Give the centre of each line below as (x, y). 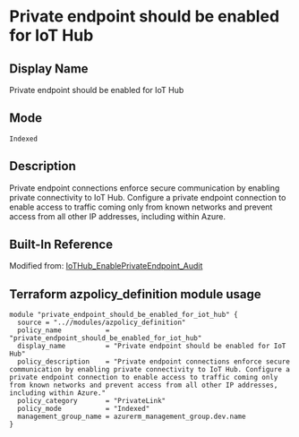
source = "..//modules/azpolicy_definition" (102, 323)
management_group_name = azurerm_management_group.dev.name (132, 417)
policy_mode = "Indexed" (84, 409)
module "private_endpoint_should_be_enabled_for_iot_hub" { (124, 315)
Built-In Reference (61, 245)
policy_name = (64, 330)
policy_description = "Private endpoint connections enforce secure (154, 362)
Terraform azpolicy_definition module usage (135, 294)
